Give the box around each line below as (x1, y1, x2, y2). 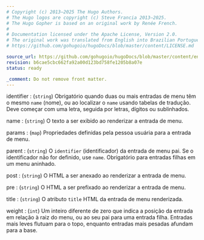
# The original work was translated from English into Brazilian (6, 37, 175, 43)
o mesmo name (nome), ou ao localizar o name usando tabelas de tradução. (6, 99, 191, 106)
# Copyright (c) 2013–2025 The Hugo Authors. (6, 9, 123, 15)
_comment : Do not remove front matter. (6, 76, 107, 82)
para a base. (6, 227, 38, 234)
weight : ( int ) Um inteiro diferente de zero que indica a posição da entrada (6, 207, 193, 214)
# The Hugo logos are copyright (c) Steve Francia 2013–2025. (6, 15, 167, 21)
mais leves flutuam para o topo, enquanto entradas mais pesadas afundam (6, 220, 193, 228)
